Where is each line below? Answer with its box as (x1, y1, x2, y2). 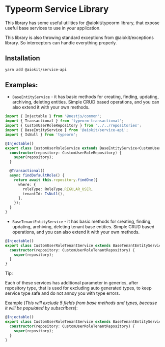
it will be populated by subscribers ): (5, 305, 78, 311)
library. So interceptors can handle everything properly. (5, 39, 117, 45)
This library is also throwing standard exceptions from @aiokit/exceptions (5, 35, 154, 40)
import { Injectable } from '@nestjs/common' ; (5, 114, 102, 119)
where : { (18, 182, 36, 187)
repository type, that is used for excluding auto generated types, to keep (5, 285, 152, 291)
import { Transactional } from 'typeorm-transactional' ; (5, 118, 124, 124)
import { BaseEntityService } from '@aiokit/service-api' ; (5, 128, 129, 133)
